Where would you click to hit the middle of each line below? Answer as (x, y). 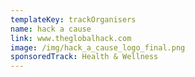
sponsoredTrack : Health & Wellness (84, 57)
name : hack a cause (51, 29)
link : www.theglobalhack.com (71, 38)
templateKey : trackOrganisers (73, 19)
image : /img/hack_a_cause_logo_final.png (98, 47)
